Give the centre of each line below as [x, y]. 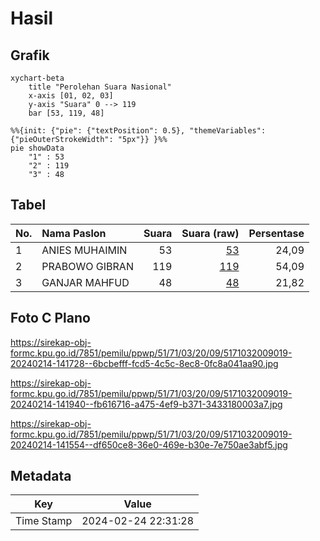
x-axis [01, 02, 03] [71, 96]
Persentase [276, 233]
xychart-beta [37, 78]
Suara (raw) [210, 233]
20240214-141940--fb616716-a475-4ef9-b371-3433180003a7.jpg [146, 404]
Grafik [30, 55]
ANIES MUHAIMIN [84, 250]
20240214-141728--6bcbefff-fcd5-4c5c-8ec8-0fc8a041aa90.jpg [144, 363]
